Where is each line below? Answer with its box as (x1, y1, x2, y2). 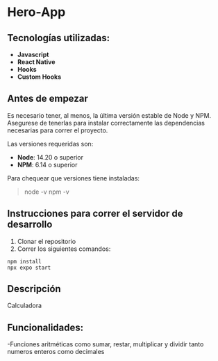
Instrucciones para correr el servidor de (7, 208, 183, 220)
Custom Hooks (17, 72, 61, 81)
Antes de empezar (7, 93, 88, 105)
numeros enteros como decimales (7, 348, 105, 356)
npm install (7, 258, 42, 265)
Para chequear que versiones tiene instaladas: (7, 174, 140, 182)
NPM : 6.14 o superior (17, 160, 78, 169)
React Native (17, 58, 56, 66)
